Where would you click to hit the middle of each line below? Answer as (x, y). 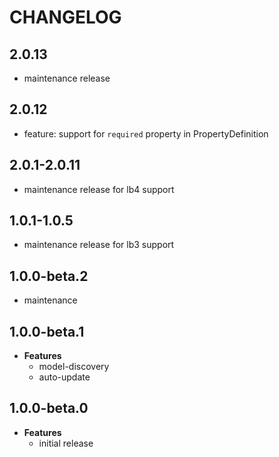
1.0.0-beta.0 (49, 408)
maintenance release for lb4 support (99, 189)
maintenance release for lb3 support (99, 245)
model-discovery (74, 367)
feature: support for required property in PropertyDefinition (146, 133)
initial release (66, 443)
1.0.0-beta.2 (49, 276)
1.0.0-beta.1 (47, 331)
